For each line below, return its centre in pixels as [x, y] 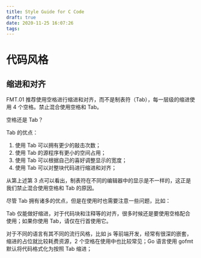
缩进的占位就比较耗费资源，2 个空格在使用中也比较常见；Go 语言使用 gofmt [100, 241]
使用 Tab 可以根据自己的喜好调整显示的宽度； [71, 160]
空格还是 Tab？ [25, 120]
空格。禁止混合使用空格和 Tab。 [63, 107]
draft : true [21, 17]
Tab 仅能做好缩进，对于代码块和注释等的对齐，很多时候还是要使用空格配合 [98, 214]
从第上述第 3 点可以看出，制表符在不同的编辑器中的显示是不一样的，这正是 [99, 181]
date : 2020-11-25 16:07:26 [40, 23]
